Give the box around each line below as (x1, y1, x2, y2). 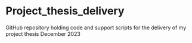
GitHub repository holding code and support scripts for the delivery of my (5, 24, 187, 31)
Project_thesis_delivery (5, 4, 125, 18)
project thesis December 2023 (5, 30, 81, 37)
